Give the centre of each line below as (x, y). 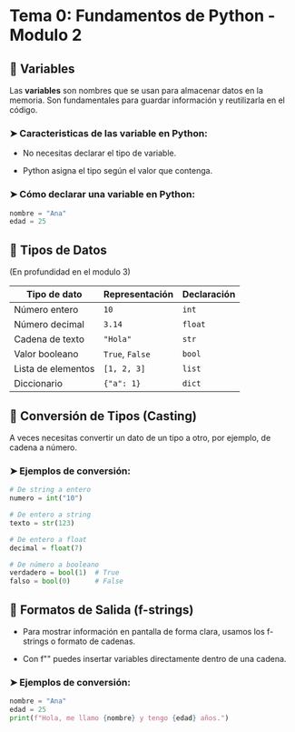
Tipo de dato (54, 295)
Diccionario (39, 384)
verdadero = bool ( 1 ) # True (64, 573)
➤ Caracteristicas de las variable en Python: (108, 133)
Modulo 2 (46, 35)
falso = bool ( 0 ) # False (67, 582)
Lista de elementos (54, 369)
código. (24, 110)
